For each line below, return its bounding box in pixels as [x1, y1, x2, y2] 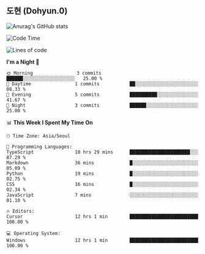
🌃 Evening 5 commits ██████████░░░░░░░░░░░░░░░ [6, 91, 199, 98]
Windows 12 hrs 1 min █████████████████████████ [6, 237, 199, 244]
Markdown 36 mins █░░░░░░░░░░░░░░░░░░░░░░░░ [6, 160, 199, 166]
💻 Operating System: [6, 230, 61, 236]
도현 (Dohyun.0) [6, 6, 68, 17]
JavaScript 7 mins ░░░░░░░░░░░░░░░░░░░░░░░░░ [6, 192, 199, 198]
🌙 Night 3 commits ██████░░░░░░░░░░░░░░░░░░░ [6, 102, 199, 109]
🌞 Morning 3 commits [6, 70, 102, 76]
